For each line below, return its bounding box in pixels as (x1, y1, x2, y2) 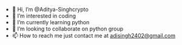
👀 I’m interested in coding (12, 12, 76, 19)
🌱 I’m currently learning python (12, 19, 90, 26)
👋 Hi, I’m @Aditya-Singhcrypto (12, 6, 89, 13)
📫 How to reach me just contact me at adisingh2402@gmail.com (12, 32, 176, 39)
